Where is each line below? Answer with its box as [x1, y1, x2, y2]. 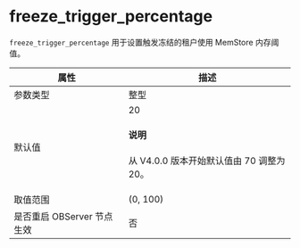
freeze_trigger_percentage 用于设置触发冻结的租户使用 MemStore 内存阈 [9, 37, 279, 47]
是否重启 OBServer [13, 210, 93, 222]
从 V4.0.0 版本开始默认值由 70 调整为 [128, 154, 286, 167]
